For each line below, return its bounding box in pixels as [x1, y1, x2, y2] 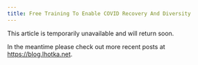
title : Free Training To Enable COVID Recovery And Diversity [7, 10, 191, 17]
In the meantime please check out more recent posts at [7, 42, 165, 50]
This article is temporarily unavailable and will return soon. [7, 29, 174, 37]
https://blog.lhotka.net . [7, 50, 73, 58]
